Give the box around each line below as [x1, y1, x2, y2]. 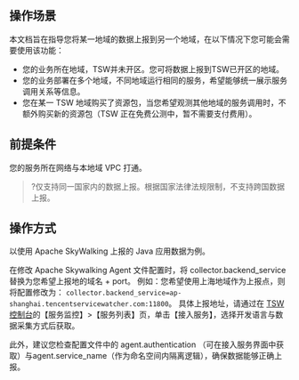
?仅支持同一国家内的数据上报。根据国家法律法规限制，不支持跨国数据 [30, 181, 285, 191]
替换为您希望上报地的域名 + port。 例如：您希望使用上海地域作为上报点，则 [9, 276, 287, 287]
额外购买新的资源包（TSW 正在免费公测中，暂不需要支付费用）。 [21, 108, 257, 118]
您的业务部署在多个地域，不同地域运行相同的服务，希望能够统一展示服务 [21, 75, 287, 85]
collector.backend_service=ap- [65, 288, 182, 298]
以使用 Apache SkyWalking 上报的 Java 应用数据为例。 [9, 246, 211, 256]
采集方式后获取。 [16, 320, 80, 331]
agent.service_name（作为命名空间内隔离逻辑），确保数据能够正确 [32, 351, 275, 361]
